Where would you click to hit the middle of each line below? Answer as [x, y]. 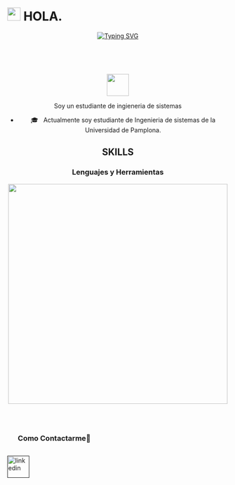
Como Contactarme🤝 [54, 438]
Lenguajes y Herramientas [118, 172]
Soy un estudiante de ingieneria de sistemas [118, 106]
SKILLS [118, 152]
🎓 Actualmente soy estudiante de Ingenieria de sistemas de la [123, 120]
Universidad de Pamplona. [123, 130]
